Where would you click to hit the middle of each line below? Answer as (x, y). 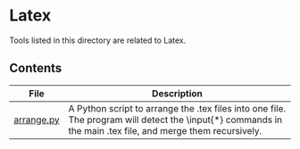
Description (177, 93)
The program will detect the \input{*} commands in (175, 120)
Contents (36, 68)
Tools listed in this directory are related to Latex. (98, 40)
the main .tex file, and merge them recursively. (165, 130)
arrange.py (37, 120)
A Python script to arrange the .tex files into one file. (177, 108)
